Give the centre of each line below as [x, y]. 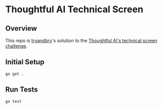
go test [14, 101]
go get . [15, 74]
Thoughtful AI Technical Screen [75, 9]
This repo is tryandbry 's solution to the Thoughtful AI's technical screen [81, 40]
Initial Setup [25, 62]
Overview [21, 28]
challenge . [16, 46]
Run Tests [22, 90]
